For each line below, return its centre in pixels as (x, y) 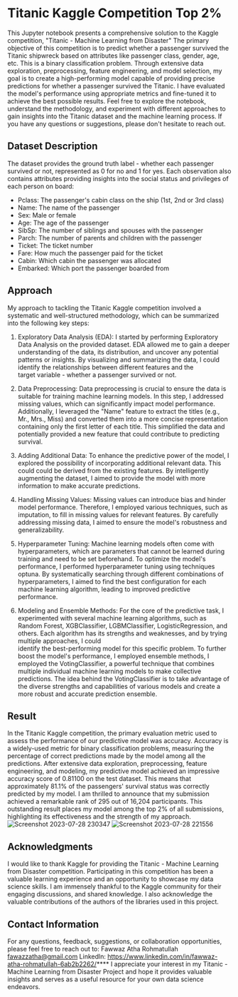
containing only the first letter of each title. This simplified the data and (121, 426)
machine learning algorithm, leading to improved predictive (104, 589)
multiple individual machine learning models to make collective (109, 671)
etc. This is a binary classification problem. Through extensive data (106, 63)
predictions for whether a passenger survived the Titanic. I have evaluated (116, 86)
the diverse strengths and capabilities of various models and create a (119, 686)
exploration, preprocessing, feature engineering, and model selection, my (115, 71)
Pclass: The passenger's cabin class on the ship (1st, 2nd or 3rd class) (121, 200)
